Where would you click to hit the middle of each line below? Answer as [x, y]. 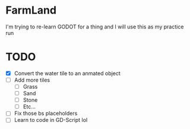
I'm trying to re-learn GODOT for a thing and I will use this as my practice [95, 27]
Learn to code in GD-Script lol [51, 120]
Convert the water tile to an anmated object [67, 73]
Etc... [29, 107]
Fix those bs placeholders [46, 114]
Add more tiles [32, 80]
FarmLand [31, 10]
